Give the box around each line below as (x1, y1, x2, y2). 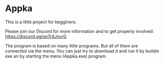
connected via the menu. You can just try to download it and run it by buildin (5, 48, 160, 54)
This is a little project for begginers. (5, 19, 77, 25)
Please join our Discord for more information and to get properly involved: (5, 28, 154, 34)
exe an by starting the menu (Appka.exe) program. (5, 53, 107, 59)
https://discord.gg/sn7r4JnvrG (5, 33, 67, 39)
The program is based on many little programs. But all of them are (5, 43, 138, 48)
